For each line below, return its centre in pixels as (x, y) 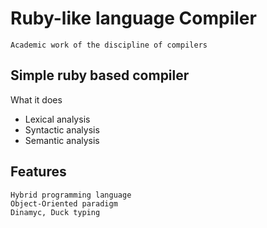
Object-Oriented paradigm (64, 203)
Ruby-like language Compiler (133, 18)
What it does (36, 99)
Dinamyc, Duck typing (55, 212)
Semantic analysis (62, 140)
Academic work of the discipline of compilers (109, 45)
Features (38, 172)
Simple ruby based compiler (100, 75)
